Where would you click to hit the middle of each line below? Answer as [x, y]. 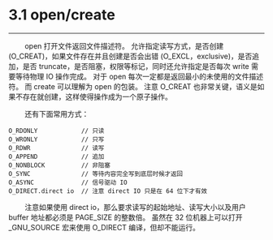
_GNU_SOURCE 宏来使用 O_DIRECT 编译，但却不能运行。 [104, 227]
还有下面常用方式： [56, 114]
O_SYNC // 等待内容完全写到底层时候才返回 [96, 174]
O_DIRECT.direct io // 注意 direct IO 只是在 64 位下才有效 [108, 191]
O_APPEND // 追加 [56, 156]
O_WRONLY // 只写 [56, 139]
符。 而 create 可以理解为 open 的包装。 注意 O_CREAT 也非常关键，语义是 [133, 86]
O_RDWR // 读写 [56, 148]
